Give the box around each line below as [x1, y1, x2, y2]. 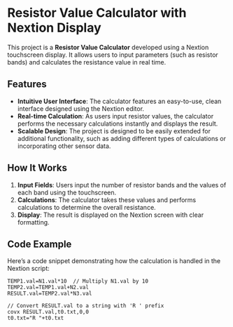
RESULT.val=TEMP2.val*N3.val [7, 290, 92, 298]
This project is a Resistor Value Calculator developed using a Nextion [7, 43, 209, 51]
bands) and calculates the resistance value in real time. [7, 58, 167, 66]
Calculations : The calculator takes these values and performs [17, 195, 197, 204]
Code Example [7, 238, 72, 250]
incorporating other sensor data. [17, 142, 111, 150]
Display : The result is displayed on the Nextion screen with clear [17, 211, 204, 219]
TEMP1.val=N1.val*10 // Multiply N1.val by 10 [7, 278, 149, 285]
